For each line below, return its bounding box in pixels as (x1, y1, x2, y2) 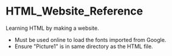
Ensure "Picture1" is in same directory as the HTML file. (14, 43, 153, 50)
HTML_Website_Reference (5, 4, 143, 18)
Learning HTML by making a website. (5, 24, 100, 32)
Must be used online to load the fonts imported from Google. (14, 36, 167, 43)
